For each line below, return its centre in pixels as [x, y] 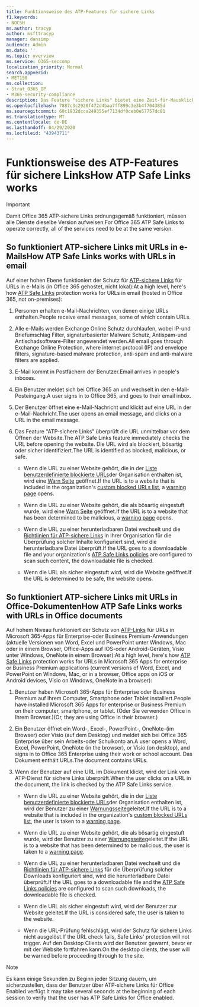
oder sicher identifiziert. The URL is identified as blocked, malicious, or [100, 450]
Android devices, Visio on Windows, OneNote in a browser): [79, 681]
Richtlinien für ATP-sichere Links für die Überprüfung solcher [98, 870]
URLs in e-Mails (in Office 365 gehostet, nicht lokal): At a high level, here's [96, 287]
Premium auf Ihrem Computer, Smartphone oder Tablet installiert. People [103, 698]
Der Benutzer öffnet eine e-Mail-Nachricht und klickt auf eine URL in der [103, 407]
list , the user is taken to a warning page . [72, 822]
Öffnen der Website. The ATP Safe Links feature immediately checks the [102, 438]
